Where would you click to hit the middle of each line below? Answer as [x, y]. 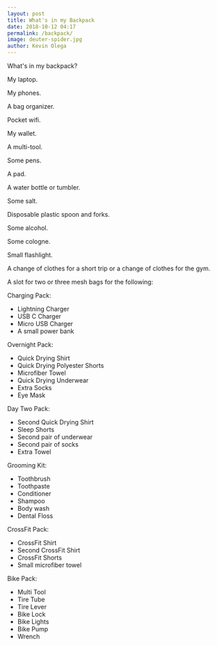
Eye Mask [31, 395]
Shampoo [31, 501]
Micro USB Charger [45, 324]
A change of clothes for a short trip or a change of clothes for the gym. [109, 268]
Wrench [29, 636]
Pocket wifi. [24, 120]
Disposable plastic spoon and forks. [58, 214]
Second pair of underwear [55, 437]
